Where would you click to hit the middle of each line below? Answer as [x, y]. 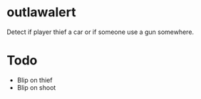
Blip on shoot [36, 87]
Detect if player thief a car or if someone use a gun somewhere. [100, 32]
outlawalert [41, 12]
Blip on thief [35, 80]
